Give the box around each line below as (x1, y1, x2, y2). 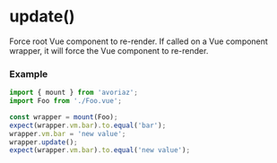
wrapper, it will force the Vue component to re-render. (9, 45, 209, 56)
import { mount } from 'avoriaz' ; (9, 88, 139, 98)
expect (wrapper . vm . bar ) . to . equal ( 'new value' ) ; (9, 146, 191, 155)
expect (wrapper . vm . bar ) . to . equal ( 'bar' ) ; (9, 121, 167, 130)
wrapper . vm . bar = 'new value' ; (9, 129, 126, 138)
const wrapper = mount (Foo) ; (9, 112, 118, 122)
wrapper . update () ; (9, 137, 78, 147)
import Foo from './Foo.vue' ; (9, 97, 123, 106)
